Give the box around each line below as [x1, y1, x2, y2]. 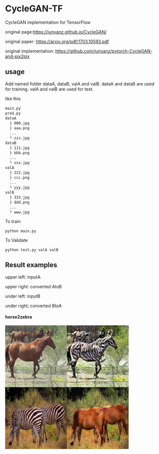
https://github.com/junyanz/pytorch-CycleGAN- [55, 48, 153, 54]
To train [5, 218, 21, 224]
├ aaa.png [9, 126, 30, 131]
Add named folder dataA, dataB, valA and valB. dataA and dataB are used [5, 81, 155, 87]
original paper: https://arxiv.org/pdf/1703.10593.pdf [5, 38, 110, 45]
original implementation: [5, 48, 54, 54]
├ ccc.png [9, 175, 30, 180]
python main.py [5, 228, 37, 233]
